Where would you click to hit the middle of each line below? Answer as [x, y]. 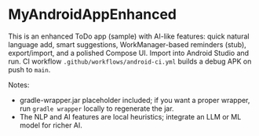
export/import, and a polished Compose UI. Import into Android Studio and [129, 53]
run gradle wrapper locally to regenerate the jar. [97, 108]
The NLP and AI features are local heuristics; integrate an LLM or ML [130, 116]
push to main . [29, 69]
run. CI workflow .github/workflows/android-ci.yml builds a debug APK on [130, 61]
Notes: [19, 85]
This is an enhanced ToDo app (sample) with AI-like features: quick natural [129, 36]
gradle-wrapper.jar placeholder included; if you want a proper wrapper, [135, 100]
